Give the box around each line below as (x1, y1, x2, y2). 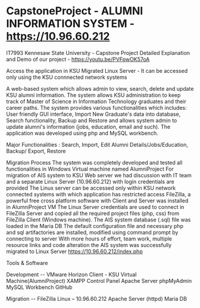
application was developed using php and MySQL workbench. (6, 130, 159, 137)
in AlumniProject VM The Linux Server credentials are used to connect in (6, 203, 185, 210)
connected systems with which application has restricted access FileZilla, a (6, 190, 191, 198)
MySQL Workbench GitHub (6, 284, 73, 291)
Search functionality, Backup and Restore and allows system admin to (6, 116, 177, 124)
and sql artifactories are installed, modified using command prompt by (6, 229, 179, 236)
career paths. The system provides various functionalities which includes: (6, 104, 187, 111)
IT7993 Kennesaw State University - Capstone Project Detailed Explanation (6, 49, 190, 56)
